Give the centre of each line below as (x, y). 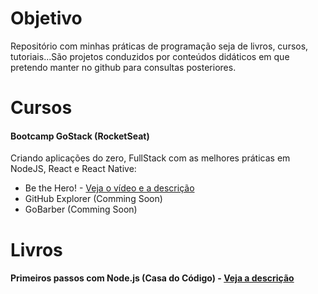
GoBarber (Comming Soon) (81, 209)
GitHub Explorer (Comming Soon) (93, 199)
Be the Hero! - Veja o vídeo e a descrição (109, 188)
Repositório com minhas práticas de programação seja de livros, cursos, (159, 46)
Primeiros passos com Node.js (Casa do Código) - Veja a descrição (152, 278)
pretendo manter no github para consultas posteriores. (123, 67)
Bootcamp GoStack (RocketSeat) (80, 136)
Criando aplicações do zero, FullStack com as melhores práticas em (150, 158)
